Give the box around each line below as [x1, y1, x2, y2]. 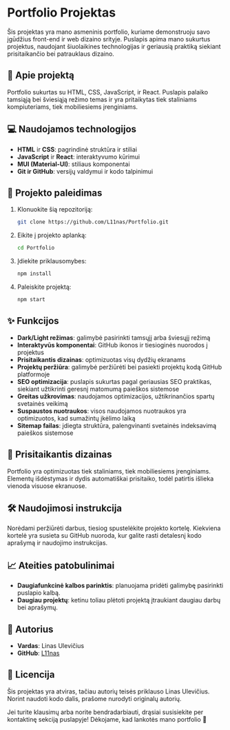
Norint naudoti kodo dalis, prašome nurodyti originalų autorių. [7, 694, 182, 702]
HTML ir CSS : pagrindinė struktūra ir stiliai [17, 145, 138, 153]
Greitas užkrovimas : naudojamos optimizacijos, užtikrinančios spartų [17, 392, 215, 401]
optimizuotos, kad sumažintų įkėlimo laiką [17, 414, 136, 422]
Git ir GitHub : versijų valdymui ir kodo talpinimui [17, 167, 154, 175]
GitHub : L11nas [17, 649, 60, 657]
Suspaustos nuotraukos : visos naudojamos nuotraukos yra [17, 407, 187, 415]
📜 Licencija [7, 669, 55, 680]
